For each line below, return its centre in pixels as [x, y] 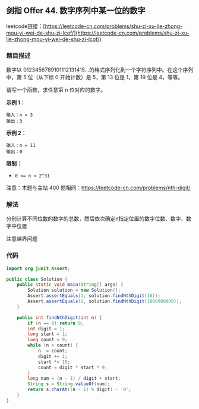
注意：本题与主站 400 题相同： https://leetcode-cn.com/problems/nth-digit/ [98, 188]
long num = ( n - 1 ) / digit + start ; [74, 379]
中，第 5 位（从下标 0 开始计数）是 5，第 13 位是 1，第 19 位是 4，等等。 [95, 77]
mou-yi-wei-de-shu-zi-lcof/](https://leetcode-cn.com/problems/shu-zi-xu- [98, 33]
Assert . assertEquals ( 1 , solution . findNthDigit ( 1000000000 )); [105, 302]
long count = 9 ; [48, 340]
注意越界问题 [22, 239]
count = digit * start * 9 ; [73, 367]
